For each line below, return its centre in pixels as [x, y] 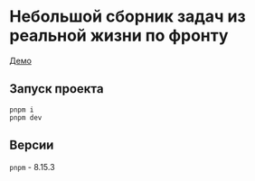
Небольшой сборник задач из [127, 17]
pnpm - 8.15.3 [33, 167]
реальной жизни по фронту [119, 36]
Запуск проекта [57, 89]
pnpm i [22, 110]
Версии [32, 145]
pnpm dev [26, 118]
